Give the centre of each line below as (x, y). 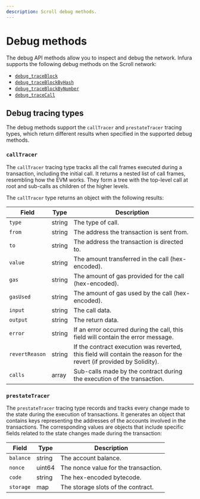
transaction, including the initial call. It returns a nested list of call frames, (96, 173)
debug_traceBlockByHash (44, 82)
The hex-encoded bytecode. (101, 477)
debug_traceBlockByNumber (47, 89)
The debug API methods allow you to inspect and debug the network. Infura (99, 58)
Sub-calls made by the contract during (128, 371)
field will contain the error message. (124, 337)
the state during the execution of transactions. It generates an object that (96, 414)
